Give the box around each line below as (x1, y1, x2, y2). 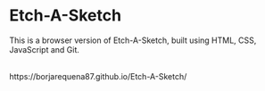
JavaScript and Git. (9, 44, 80, 54)
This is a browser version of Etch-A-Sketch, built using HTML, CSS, (9, 35, 257, 45)
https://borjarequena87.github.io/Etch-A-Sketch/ (9, 70, 187, 81)
